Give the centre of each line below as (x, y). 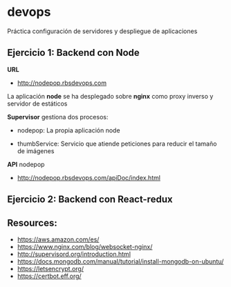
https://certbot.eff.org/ (49, 276)
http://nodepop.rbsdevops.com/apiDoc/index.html (89, 177)
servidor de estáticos (37, 103)
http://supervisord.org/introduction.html (74, 254)
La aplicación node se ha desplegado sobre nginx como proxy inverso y (110, 96)
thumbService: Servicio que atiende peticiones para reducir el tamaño (117, 143)
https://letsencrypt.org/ (50, 268)
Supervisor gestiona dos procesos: (58, 117)
